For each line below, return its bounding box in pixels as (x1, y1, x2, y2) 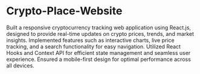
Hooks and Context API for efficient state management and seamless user (6, 49, 191, 56)
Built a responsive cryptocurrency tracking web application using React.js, (6, 24, 192, 31)
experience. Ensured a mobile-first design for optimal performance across (6, 55, 192, 63)
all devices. (6, 61, 34, 69)
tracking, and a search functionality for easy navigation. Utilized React (6, 43, 181, 50)
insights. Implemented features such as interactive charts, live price (6, 36, 175, 44)
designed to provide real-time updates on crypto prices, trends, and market (6, 30, 195, 37)
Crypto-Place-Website (6, 4, 123, 18)
